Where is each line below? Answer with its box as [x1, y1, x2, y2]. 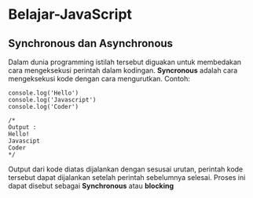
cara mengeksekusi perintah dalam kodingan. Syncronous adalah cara [8, 66, 238, 75]
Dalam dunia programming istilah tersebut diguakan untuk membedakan [8, 57, 242, 67]
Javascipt [8, 137, 41, 145]
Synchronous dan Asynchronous [8, 37, 174, 50]
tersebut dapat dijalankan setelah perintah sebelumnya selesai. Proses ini [8, 173, 246, 182]
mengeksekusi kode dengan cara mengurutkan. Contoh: [8, 74, 191, 83]
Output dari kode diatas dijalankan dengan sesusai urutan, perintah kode [8, 164, 244, 174]
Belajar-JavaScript [8, 5, 132, 23]
